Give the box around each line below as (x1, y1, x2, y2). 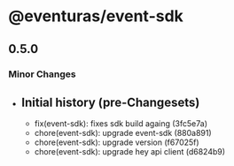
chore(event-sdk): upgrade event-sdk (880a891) (34, 128, 212, 139)
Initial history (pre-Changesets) (20, 94, 200, 109)
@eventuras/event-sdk (8, 6, 183, 26)
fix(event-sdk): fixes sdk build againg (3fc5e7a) (34, 118, 207, 129)
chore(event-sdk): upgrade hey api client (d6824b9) (34, 147, 226, 157)
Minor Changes (8, 68, 76, 80)
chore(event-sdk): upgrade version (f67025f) (34, 137, 200, 147)
